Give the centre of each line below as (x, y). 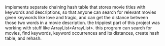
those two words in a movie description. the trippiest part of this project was (82, 23)
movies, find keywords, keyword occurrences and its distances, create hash (82, 33)
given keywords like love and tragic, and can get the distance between (77, 17)
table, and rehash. (23, 38)
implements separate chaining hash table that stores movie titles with (75, 7)
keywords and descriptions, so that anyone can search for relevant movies (81, 12)
